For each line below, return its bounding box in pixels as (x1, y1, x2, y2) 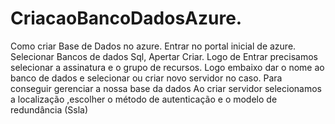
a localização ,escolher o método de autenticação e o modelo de (10, 93, 278, 105)
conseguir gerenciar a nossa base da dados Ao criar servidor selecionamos (10, 82, 322, 94)
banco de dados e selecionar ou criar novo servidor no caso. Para (10, 72, 283, 84)
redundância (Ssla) (10, 103, 89, 116)
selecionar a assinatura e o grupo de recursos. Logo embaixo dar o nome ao (10, 61, 325, 73)
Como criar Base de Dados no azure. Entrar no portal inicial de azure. (10, 40, 297, 52)
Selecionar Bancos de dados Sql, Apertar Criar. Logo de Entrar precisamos (10, 50, 318, 62)
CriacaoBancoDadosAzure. (10, 7, 243, 30)
